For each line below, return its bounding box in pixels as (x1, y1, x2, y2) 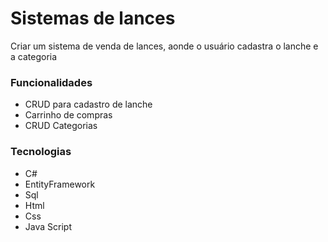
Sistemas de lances (10, 7, 176, 30)
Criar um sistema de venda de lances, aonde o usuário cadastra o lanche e (10, 40, 319, 52)
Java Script (24, 220, 72, 232)
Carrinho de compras (24, 109, 113, 121)
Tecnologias (10, 145, 72, 159)
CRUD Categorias (24, 120, 98, 132)
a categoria (10, 50, 58, 62)
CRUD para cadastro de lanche (24, 98, 153, 111)
